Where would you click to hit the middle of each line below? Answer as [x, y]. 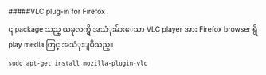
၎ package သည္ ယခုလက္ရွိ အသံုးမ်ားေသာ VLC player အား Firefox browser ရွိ [133, 29]
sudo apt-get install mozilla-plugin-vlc [78, 63]
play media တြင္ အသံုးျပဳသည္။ [61, 44]
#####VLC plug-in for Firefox [57, 11]
